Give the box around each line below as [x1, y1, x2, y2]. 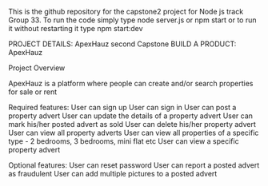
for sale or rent [8, 87, 58, 97]
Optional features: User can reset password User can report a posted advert [8, 160, 260, 170]
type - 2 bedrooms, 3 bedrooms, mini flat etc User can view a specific [8, 137, 239, 146]
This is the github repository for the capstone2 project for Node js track [8, 7, 244, 16]
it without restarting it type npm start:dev [8, 24, 143, 33]
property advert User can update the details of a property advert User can [8, 111, 254, 121]
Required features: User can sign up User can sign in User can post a [8, 103, 237, 112]
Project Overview [8, 63, 66, 73]
